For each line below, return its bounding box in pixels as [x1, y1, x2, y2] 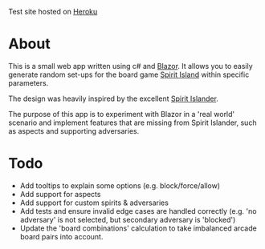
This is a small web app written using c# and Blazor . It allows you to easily [8, 61, 253, 70]
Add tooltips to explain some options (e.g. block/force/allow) [19, 180, 221, 191]
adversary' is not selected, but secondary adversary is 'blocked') [19, 215, 236, 224]
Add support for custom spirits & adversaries [19, 198, 169, 207]
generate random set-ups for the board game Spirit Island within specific [8, 70, 250, 79]
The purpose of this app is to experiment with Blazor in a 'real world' [8, 109, 235, 118]
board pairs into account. [19, 231, 104, 241]
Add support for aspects [19, 189, 101, 199]
